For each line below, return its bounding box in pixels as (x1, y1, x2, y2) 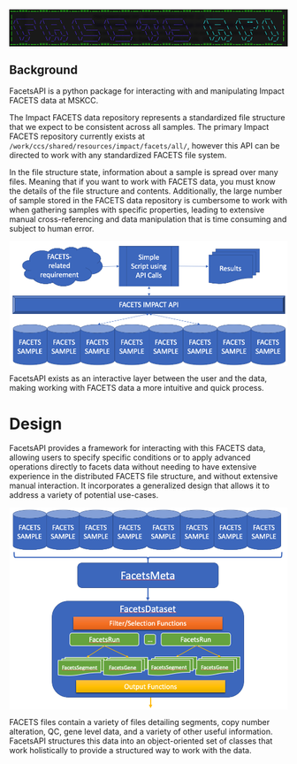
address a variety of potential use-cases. (9, 490, 159, 500)
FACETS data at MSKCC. (9, 95, 99, 106)
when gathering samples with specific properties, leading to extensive (9, 204, 265, 216)
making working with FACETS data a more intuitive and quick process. (9, 383, 264, 393)
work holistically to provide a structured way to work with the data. (9, 745, 252, 755)
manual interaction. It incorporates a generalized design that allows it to (9, 480, 270, 491)
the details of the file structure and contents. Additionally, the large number (9, 186, 283, 196)
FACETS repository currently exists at (9, 131, 146, 141)
